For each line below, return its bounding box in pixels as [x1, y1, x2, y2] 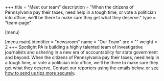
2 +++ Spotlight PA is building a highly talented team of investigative [5, 44, 143, 50]
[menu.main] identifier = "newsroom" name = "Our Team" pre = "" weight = [5, 39, 158, 45]
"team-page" [5, 20, 32, 26]
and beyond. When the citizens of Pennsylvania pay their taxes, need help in [5, 54, 160, 60]
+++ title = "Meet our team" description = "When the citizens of [5, 4, 134, 10]
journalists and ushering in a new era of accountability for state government [5, 49, 158, 55]
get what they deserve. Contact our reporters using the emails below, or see [5, 65, 159, 71]
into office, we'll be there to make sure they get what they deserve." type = [5, 15, 156, 20]
